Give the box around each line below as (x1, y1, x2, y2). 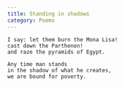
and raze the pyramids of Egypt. (7, 48, 106, 55)
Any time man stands (7, 60, 68, 67)
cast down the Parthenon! (7, 42, 83, 49)
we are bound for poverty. (7, 73, 87, 80)
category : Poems (7, 17, 55, 24)
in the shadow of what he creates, (7, 67, 112, 74)
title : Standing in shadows (7, 10, 90, 18)
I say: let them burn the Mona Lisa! (7, 36, 118, 43)
